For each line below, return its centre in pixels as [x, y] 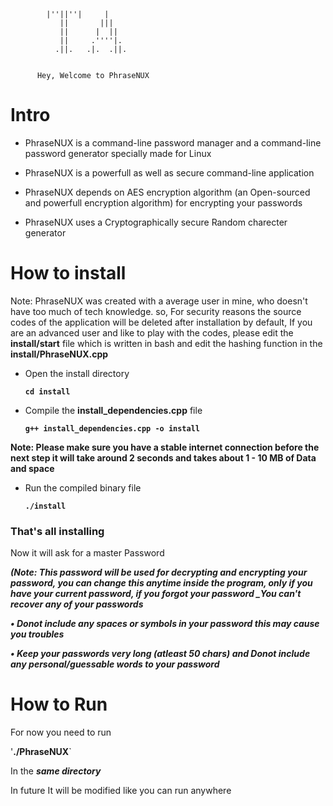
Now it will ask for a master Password [87, 553]
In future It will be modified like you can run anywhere [121, 791]
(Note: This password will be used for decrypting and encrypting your [159, 572]
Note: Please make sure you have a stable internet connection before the [165, 447]
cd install [47, 391]
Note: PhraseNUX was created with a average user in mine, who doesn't [159, 301]
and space [32, 468]
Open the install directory [77, 373]
